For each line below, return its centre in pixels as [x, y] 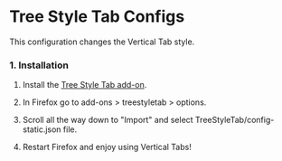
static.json [42, 129]
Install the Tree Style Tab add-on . [85, 85]
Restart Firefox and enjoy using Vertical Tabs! [107, 147]
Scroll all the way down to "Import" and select [108, 120]
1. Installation [39, 65]
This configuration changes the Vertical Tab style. [102, 42]
